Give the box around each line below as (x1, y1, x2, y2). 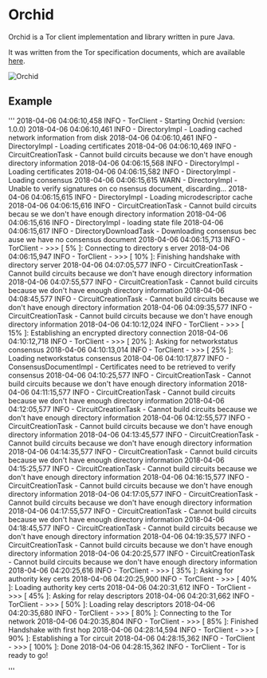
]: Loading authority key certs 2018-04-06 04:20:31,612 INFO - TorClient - (8, 582, 252, 592)
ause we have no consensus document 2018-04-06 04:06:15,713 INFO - (8, 234, 245, 244)
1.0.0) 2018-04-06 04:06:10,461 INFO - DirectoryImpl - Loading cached (8, 124, 243, 133)
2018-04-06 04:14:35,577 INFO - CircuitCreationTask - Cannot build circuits (8, 446, 257, 456)
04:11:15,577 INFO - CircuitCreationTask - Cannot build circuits (30, 387, 236, 397)
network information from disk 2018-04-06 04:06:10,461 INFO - (8, 133, 218, 142)
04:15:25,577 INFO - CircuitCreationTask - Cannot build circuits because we (8, 463, 257, 473)
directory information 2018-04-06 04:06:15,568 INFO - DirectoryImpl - (8, 158, 240, 168)
